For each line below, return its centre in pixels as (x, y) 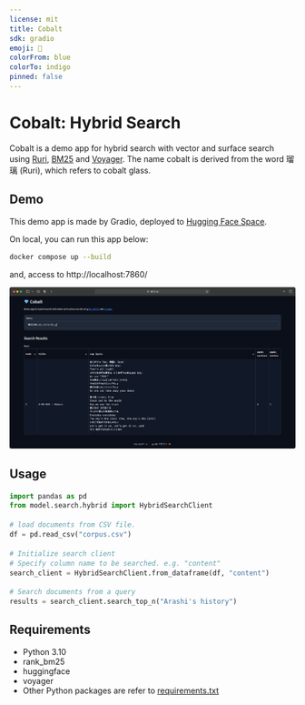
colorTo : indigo (40, 67)
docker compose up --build (60, 257)
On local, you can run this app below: (79, 239)
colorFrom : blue (40, 58)
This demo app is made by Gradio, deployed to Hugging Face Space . (138, 221)
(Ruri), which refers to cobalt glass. (85, 170)
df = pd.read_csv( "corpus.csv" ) (70, 535)
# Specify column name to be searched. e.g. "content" (115, 563)
